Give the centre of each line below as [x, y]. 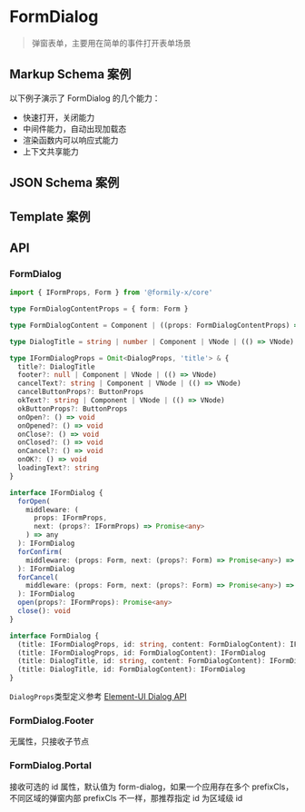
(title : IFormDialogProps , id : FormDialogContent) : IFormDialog [142, 653]
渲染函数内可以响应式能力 [70, 140]
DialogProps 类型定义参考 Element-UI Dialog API [98, 697]
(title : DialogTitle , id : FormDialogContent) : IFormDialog [132, 669]
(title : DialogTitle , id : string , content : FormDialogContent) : [142, 661]
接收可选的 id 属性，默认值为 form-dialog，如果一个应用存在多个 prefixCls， [152, 787]
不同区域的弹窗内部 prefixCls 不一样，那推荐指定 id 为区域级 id [126, 797]
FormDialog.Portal [51, 766]
